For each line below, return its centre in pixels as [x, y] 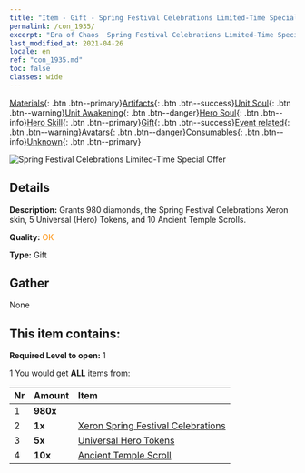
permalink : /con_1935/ [52, 26]
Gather [30, 283]
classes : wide [36, 77]
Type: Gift [28, 255]
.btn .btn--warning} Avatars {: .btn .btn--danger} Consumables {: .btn [135, 132]
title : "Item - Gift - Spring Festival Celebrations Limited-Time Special [154, 18]
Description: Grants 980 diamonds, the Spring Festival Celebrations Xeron [149, 209]
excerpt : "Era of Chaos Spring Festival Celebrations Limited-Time [142, 35]
